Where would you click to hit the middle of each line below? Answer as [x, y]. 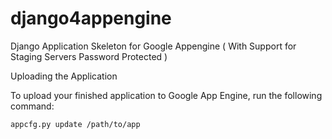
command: [32, 106]
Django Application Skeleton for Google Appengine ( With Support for [153, 46]
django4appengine [91, 18]
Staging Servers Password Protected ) [89, 56]
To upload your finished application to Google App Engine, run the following [166, 95]
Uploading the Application [64, 76]
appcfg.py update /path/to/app [75, 124]
